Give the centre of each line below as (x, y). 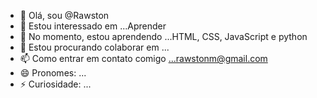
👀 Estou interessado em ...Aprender (93, 26)
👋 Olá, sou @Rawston (64, 15)
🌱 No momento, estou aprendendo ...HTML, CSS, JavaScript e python (163, 36)
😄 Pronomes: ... (53, 73)
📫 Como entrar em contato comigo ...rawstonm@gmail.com (143, 58)
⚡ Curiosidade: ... (55, 84)
